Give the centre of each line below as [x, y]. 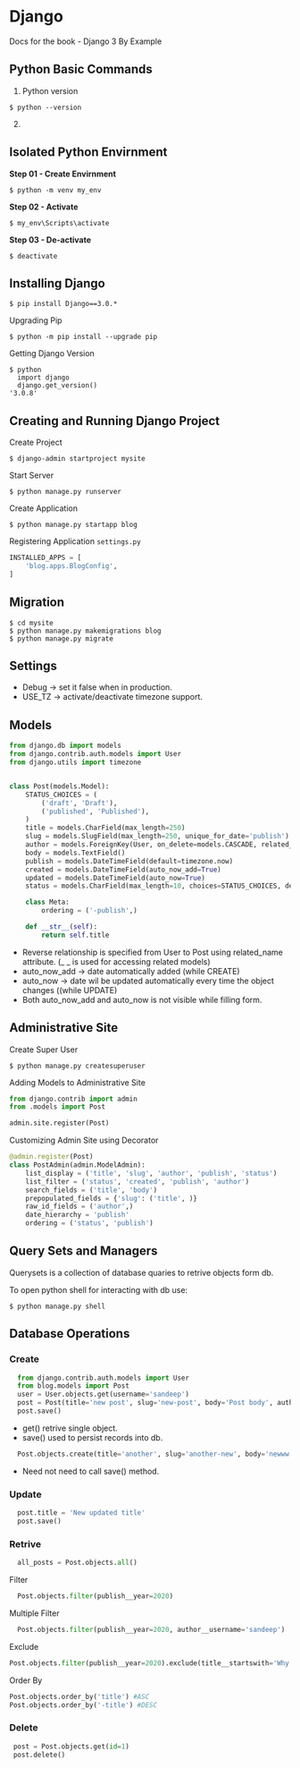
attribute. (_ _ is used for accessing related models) [117, 961]
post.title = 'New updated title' [81, 1513]
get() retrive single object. [70, 1428]
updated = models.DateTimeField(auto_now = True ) [115, 878]
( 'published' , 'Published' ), [96, 812]
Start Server [32, 475]
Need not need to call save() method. [91, 1471]
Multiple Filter [34, 1613]
